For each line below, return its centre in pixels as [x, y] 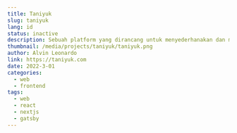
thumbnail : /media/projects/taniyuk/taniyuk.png [80, 46]
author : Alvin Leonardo [42, 53]
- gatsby [26, 118]
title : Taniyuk [30, 14]
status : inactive [33, 33]
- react [25, 106]
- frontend [30, 86]
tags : [15, 92]
